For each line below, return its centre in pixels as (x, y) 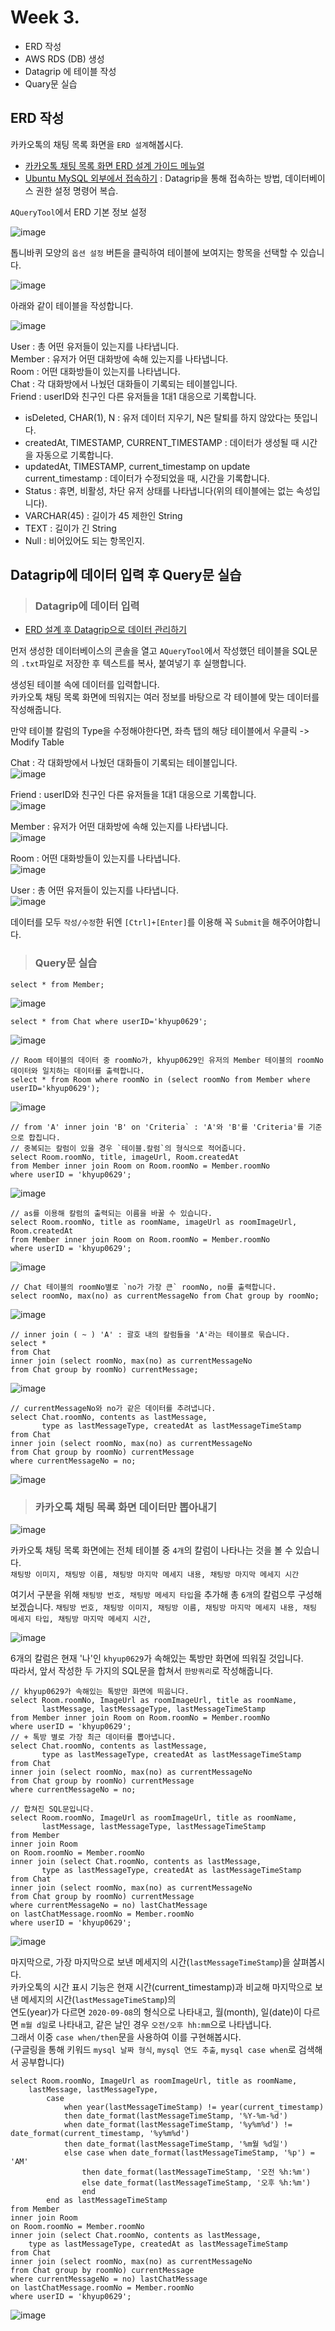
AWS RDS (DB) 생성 (64, 58)
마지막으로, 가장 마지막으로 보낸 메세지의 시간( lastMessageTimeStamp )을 (150, 1962)
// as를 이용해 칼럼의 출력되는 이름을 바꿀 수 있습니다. (111, 1213)
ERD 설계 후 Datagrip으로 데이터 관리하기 (106, 630)
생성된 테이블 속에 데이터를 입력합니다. (85, 685)
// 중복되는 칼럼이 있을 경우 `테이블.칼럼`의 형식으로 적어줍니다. (128, 1148)
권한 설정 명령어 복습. (77, 190)
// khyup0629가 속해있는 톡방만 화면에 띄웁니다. (100, 1692)
